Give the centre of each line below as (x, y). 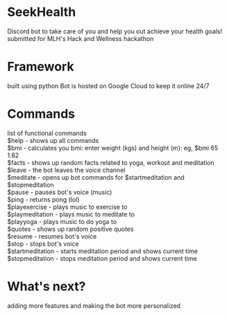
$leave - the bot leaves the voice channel (66, 170)
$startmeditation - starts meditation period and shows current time (103, 251)
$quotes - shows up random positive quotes (70, 229)
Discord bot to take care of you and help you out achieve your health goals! (115, 31)
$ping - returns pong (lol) (43, 199)
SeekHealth (42, 12)
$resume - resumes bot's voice (52, 236)
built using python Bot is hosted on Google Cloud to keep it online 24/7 (108, 86)
